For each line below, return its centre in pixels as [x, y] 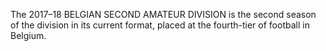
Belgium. [28, 35]
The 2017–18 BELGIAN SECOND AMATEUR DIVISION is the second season [163, 14]
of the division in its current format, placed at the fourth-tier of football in [160, 25]
